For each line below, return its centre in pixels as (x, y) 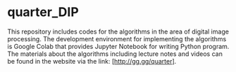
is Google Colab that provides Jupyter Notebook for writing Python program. (118, 46)
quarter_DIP (43, 12)
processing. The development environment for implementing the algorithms (117, 38)
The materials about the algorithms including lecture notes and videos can (115, 54)
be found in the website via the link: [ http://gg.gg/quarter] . (92, 61)
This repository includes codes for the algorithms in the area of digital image (118, 31)
